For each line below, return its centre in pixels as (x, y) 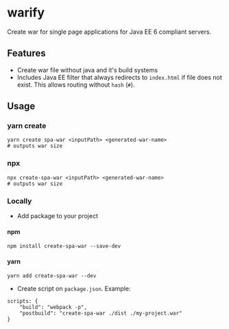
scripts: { (23, 301)
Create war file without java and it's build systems (87, 70)
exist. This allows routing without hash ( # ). (76, 85)
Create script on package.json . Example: (74, 289)
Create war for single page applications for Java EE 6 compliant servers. (109, 32)
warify (26, 13)
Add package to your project (57, 216)
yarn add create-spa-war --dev (52, 276)
